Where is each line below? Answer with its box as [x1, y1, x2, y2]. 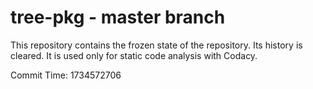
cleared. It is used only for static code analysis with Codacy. [10, 49, 258, 61]
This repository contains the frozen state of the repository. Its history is [10, 39, 303, 51]
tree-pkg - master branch [10, 6, 226, 29]
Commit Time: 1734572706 [10, 69, 122, 81]
